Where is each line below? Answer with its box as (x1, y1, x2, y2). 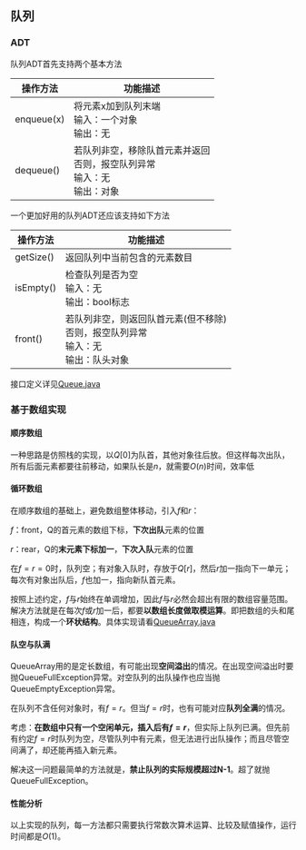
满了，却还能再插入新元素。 (17, 745, 122, 756)
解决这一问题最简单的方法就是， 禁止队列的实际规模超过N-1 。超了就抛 (10, 764, 271, 775)
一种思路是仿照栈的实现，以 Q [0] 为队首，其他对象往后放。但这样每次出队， (10, 449, 290, 460)
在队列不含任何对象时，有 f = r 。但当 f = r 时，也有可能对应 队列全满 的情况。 (10, 703, 291, 714)
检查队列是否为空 (64, 268, 139, 281)
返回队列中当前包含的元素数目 (64, 251, 193, 263)
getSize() (15, 251, 54, 263)
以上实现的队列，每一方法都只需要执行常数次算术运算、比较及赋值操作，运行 (10, 820, 297, 831)
